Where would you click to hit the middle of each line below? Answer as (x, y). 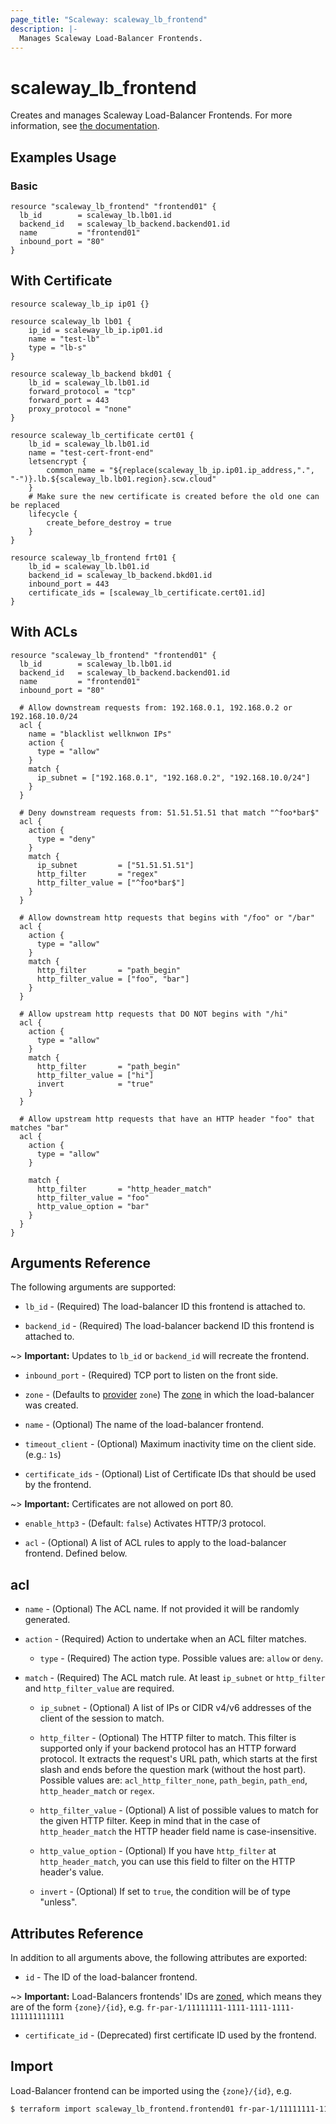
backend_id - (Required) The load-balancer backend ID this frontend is (169, 1326)
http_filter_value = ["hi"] (95, 1075)
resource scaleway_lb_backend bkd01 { (91, 374)
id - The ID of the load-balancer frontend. (111, 1977)
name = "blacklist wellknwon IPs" (100, 734)
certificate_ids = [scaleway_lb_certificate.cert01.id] (147, 592)
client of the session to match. (102, 1718)
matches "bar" (40, 1127)
